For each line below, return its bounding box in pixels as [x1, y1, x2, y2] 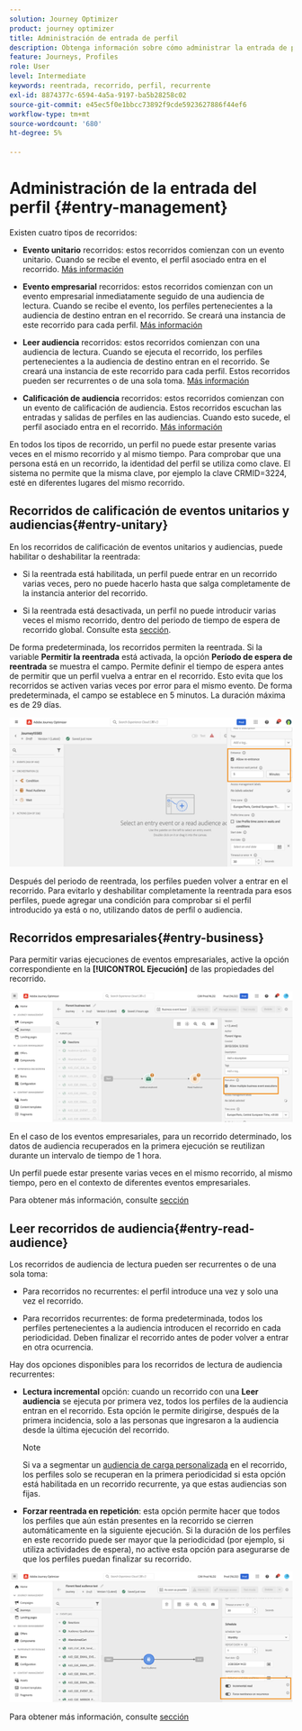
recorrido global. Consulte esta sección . [22, 624, 172, 635]
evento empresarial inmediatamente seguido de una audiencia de [22, 290, 265, 301]
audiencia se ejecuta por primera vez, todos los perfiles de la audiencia [22, 1396, 289, 1406]
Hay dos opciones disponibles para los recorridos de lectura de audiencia [9, 1359, 283, 1369]
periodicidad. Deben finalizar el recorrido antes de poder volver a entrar [22, 1332, 289, 1342]
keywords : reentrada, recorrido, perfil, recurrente [9, 81, 211, 90]
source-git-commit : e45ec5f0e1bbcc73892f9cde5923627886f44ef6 [9, 100, 247, 109]
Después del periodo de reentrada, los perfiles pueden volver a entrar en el [9, 875, 289, 886]
